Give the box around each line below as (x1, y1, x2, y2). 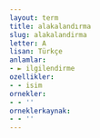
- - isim (9, 81, 43, 90)
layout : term (9, 13, 59, 23)
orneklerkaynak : (9, 106, 71, 115)
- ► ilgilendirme (9, 64, 75, 74)
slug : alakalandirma (9, 30, 88, 39)
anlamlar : (9, 55, 47, 64)
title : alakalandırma (9, 22, 92, 31)
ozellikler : (9, 73, 55, 82)
